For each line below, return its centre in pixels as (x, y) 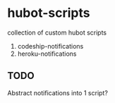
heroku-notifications (47, 54)
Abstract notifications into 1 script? (57, 92)
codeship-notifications (50, 46)
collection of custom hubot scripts (57, 32)
